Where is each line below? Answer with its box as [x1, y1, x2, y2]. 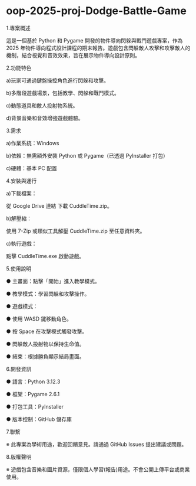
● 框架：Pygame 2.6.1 [6, 390, 60, 397]
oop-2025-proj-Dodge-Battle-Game [6, 4, 187, 18]
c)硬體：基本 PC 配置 [6, 164, 57, 172]
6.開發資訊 [6, 365, 32, 373]
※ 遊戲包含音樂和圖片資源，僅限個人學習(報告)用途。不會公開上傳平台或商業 [6, 465, 190, 473]
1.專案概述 [6, 24, 31, 31]
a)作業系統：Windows [6, 139, 59, 146]
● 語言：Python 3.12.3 [6, 378, 61, 385]
